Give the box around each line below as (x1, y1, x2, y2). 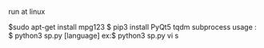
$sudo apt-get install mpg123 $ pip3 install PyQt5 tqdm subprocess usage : (8, 22, 258, 31)
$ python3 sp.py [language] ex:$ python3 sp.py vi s (8, 31, 179, 40)
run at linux (8, 7, 46, 16)
